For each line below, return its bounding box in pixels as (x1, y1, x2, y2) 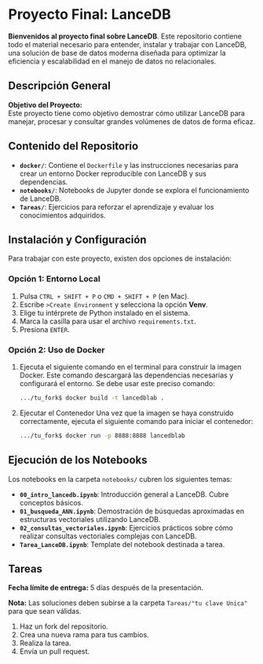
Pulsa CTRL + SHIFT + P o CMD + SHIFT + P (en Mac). (19, 291, 190, 301)
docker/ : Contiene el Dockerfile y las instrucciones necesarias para (19, 160, 239, 170)
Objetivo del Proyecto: (8, 100, 82, 109)
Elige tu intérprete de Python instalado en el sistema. (19, 308, 191, 317)
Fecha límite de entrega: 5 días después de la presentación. (8, 583, 204, 593)
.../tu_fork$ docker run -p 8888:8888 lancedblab (19, 432, 186, 440)
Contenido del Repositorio (8, 140, 139, 153)
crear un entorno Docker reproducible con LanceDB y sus (19, 169, 206, 178)
